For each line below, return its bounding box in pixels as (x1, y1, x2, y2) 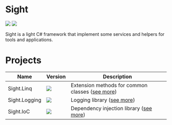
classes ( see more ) (71, 88, 117, 95)
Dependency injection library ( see (71, 105, 153, 112)
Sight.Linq (8, 85, 32, 92)
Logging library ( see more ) (71, 96, 135, 103)
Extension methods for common (71, 81, 147, 89)
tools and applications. (5, 36, 53, 43)
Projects (5, 55, 42, 66)
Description (103, 73, 132, 80)
